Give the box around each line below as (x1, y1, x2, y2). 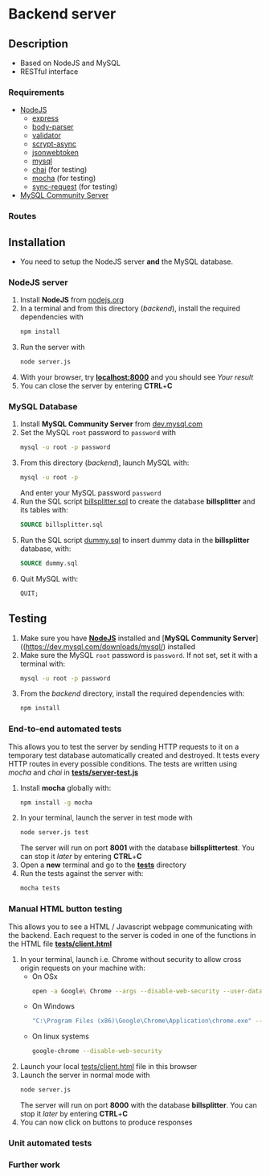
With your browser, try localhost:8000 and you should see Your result (19, 372, 254, 382)
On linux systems (31, 1031, 90, 1042)
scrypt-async (31, 139, 77, 149)
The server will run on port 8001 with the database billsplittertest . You (19, 843, 255, 853)
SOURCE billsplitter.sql (19, 520, 104, 529)
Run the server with (19, 343, 85, 352)
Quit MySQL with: (19, 574, 79, 583)
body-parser (31, 122, 74, 132)
